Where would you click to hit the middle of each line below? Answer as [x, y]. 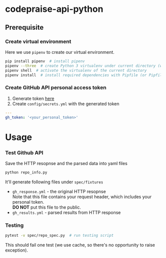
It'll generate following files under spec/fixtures [54, 182]
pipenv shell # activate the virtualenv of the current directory [76, 70]
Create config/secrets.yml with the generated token [66, 104]
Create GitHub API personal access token [56, 87]
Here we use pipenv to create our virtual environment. [60, 52]
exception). [17, 250]
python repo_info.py [26, 172]
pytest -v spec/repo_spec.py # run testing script [59, 236]
